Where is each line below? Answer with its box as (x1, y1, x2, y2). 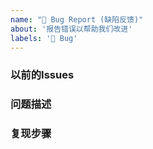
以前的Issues (10, 68, 75, 82)
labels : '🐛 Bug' (10, 33, 78, 43)
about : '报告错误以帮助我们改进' (10, 24, 133, 34)
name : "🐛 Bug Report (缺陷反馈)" (10, 14, 144, 25)
